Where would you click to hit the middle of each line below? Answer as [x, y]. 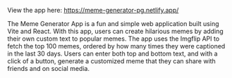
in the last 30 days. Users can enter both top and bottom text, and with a [112, 53]
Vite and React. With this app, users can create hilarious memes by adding [115, 31]
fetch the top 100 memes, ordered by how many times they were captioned [116, 46]
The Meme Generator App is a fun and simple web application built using [113, 24]
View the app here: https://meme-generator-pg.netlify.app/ [93, 10]
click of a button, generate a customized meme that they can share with [112, 61]
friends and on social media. [49, 69]
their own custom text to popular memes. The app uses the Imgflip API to [114, 39]
